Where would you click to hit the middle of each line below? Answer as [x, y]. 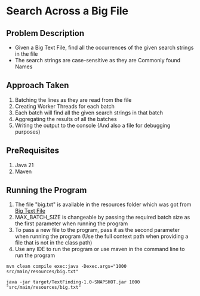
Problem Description [45, 33]
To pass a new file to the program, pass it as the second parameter [97, 230]
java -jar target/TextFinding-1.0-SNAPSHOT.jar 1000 [73, 282]
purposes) [27, 132]
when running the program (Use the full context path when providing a [101, 236]
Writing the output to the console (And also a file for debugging [93, 125]
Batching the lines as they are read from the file [73, 99]
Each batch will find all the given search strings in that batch [89, 113]
